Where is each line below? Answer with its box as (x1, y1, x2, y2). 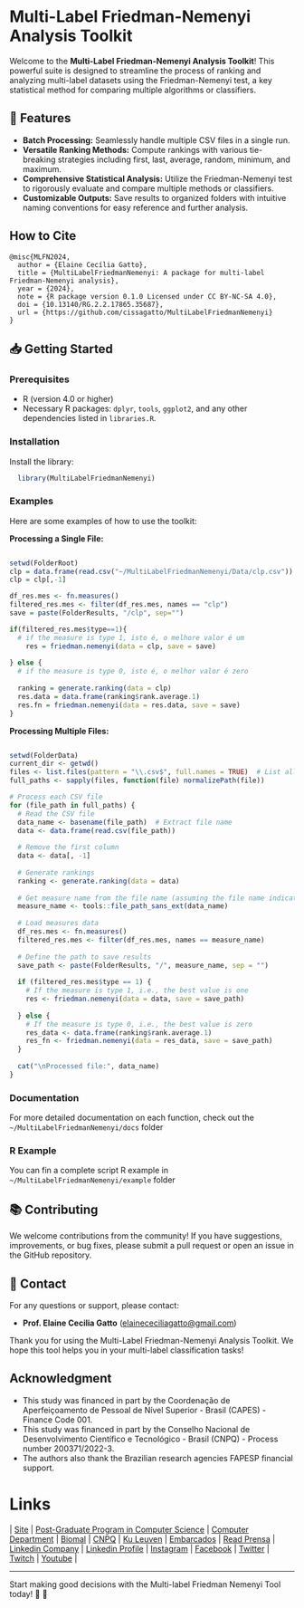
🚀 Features (9, 110, 71, 126)
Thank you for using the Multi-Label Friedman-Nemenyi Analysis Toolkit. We (9, 1335, 294, 1346)
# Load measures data (17, 919, 100, 928)
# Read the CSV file (17, 809, 95, 818)
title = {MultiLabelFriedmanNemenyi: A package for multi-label (17, 268, 265, 277)
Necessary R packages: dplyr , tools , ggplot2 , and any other (22, 403, 248, 414)
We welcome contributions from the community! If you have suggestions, (9, 1230, 283, 1241)
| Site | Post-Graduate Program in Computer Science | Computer (9, 1524, 249, 1535)
